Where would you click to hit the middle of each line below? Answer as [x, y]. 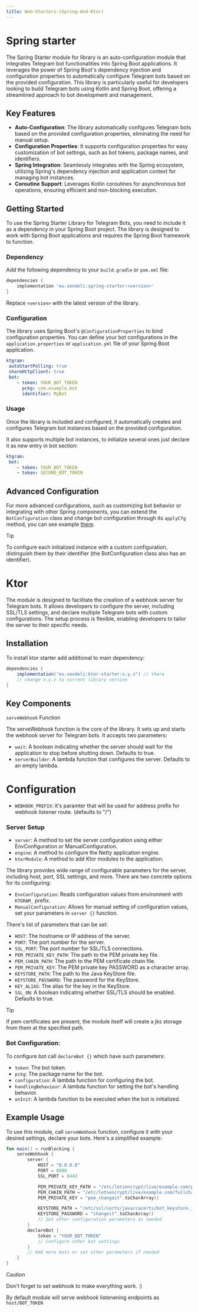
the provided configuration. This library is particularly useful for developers [97, 82]
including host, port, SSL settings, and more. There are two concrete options [99, 876]
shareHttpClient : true [37, 372]
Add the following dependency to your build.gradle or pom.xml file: [88, 270]
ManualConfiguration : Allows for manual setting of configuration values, [101, 907]
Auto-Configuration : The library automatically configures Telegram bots [103, 127]
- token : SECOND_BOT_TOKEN [50, 473]
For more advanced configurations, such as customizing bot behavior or [94, 506]
